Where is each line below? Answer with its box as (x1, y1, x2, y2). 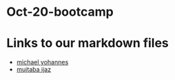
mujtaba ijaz (16, 66, 52, 74)
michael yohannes (16, 58, 69, 66)
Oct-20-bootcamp (6, 4, 114, 20)
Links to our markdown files (6, 36, 169, 51)
